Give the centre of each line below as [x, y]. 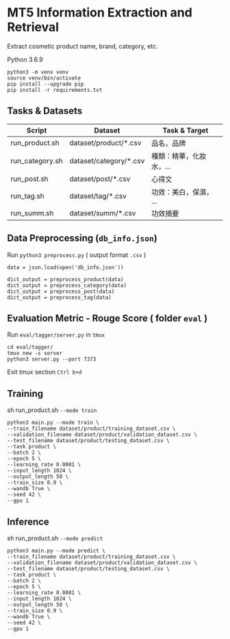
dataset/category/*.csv [107, 160]
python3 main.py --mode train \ [53, 423]
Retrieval [33, 27]
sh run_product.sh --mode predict [55, 538]
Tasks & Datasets [45, 111]
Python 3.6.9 [25, 59]
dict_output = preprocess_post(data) [61, 291]
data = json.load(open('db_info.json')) [66, 267]
